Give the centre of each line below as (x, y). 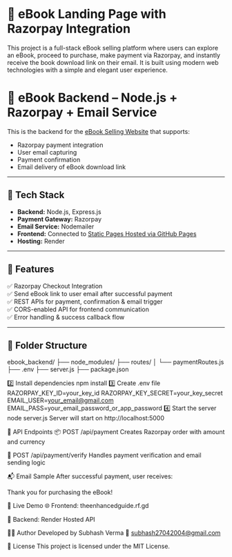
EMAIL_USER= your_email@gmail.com (60, 400)
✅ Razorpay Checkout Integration (55, 286)
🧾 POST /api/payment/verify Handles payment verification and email (104, 456)
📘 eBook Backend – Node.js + (93, 98)
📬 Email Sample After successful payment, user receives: (90, 476)
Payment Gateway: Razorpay (59, 219)
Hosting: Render (41, 241)
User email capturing (47, 152)
